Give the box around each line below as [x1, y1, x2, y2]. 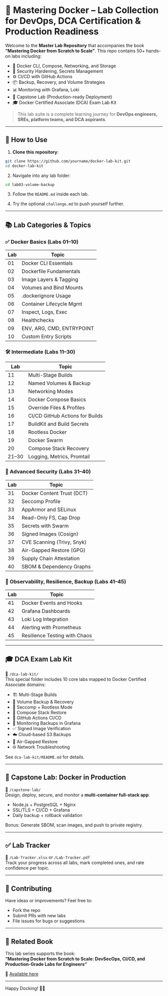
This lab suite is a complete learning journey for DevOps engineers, [17, 111, 157, 117]
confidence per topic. [5, 865, 50, 871]
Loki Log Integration [21, 615, 68, 622]
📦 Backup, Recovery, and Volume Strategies [12, 79, 105, 85]
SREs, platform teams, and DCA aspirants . [17, 116, 106, 122]
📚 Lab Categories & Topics [5, 221, 91, 229]
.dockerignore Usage [21, 292, 71, 299]
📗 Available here [5, 971, 38, 977]
